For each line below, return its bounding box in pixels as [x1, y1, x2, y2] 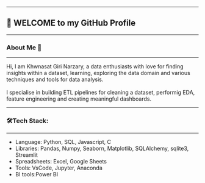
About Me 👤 [6, 43, 42, 52]
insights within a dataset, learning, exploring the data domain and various [6, 70, 190, 77]
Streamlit [15, 151, 38, 159]
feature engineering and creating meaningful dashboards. [6, 95, 151, 102]
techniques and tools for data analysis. [6, 76, 104, 83]
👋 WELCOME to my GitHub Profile [6, 18, 136, 28]
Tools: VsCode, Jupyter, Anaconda [15, 164, 103, 171]
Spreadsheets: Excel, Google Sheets [15, 158, 107, 165]
